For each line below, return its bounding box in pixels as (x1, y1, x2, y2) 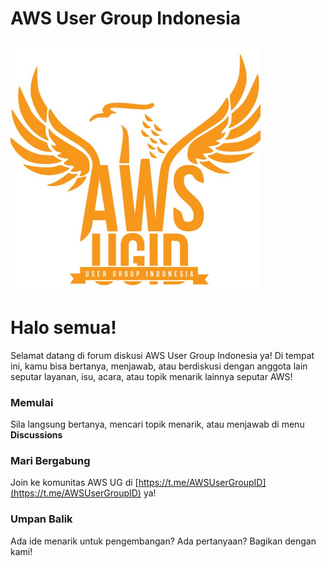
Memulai (10, 395, 54, 409)
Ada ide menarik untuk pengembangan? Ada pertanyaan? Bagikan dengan (10, 535, 317, 547)
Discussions (10, 429, 63, 441)
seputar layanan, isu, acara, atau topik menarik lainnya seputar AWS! (10, 370, 293, 382)
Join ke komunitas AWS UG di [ (10, 477, 139, 489)
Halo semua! (10, 317, 117, 339)
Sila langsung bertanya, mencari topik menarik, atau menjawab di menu (10, 418, 305, 431)
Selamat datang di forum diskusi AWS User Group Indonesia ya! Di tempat (10, 349, 315, 361)
